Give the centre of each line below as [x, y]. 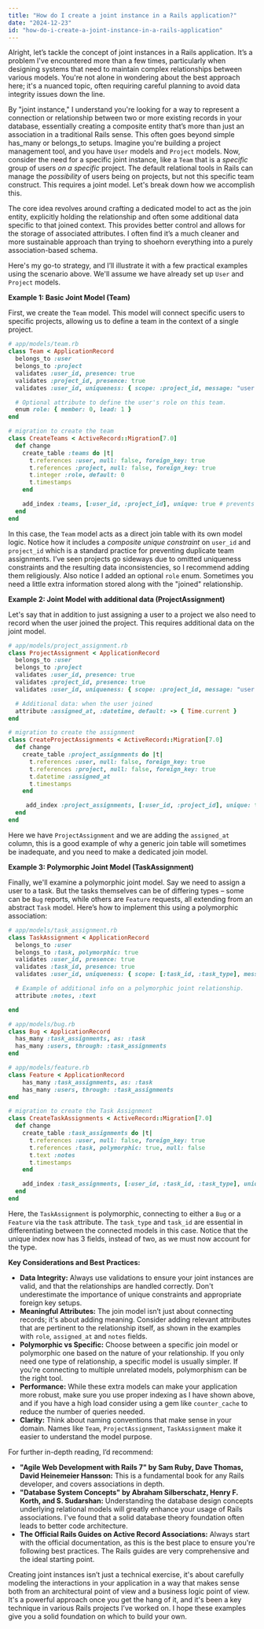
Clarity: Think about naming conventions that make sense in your [125, 1419]
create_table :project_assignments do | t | [93, 755]
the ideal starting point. [57, 1559]
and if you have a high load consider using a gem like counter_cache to [134, 1403]
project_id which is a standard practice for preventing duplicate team [121, 550]
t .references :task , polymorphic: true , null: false [117, 1148]
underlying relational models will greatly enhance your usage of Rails [131, 1508]
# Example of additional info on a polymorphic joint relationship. [130, 989]
